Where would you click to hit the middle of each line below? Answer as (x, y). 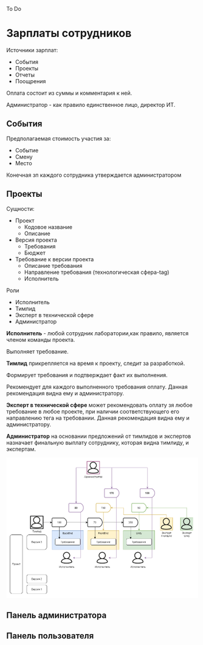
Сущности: (20, 208)
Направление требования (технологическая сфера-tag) (97, 272)
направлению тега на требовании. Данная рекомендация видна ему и (98, 418)
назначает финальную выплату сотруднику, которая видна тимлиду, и (98, 442)
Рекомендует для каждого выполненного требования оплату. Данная (97, 387)
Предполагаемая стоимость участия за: (59, 138)
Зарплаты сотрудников (69, 33)
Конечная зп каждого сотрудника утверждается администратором (94, 175)
